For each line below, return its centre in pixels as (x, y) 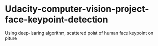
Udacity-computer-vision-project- (77, 9)
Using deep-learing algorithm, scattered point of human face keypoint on (79, 33)
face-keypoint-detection (57, 19)
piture (11, 38)
